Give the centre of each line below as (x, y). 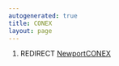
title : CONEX (30, 23)
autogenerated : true (43, 16)
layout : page (30, 31)
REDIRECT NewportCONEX (66, 54)
